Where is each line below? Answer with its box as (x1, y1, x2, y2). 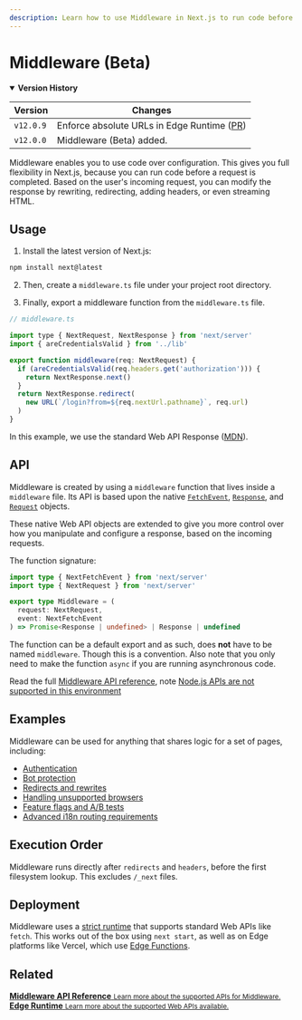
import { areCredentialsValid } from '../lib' (9, 340, 188, 349)
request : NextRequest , (17, 606, 103, 615)
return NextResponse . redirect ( (17, 390, 136, 399)
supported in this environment (9, 685, 122, 696)
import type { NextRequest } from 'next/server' (9, 581, 196, 590)
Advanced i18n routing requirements (22, 811, 158, 822)
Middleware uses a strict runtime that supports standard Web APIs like (9, 921, 271, 932)
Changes (131, 103, 172, 116)
